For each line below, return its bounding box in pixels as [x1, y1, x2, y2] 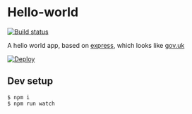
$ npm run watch [7, 100, 55, 107]
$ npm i [7, 94, 30, 101]
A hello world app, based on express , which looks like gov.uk [7, 41, 185, 49]
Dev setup [7, 75, 54, 87]
